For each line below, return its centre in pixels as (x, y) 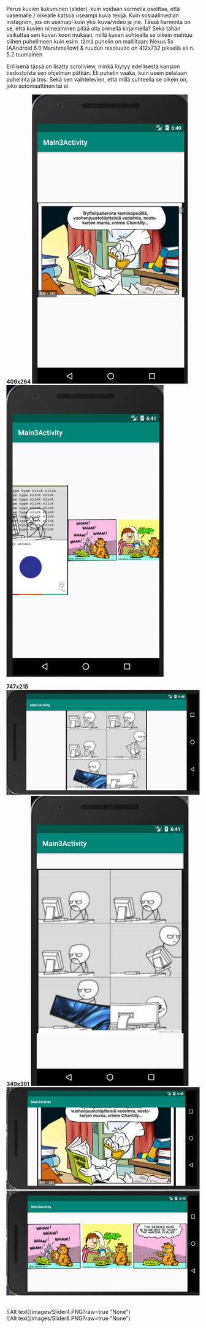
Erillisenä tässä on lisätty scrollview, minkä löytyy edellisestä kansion (93, 66)
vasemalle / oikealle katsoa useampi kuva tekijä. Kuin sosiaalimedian (93, 15)
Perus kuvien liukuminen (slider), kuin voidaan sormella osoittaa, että (93, 9)
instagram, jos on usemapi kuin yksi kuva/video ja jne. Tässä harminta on (99, 22)
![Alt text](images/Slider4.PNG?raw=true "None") (68, 1312)
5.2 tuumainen (25, 54)
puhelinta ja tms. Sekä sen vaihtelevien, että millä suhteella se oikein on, (97, 79)
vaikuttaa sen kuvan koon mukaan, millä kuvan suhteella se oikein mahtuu (100, 35)
